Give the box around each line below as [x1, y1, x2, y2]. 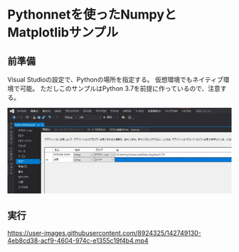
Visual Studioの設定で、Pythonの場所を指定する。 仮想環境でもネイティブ [7, 76, 223, 84]
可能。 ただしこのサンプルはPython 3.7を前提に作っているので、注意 [19, 84, 221, 93]
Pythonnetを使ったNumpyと [7, 6, 177, 23]
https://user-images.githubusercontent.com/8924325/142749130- [7, 229, 201, 238]
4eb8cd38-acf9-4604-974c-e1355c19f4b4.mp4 [7, 236, 149, 245]
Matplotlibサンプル [7, 24, 119, 41]
